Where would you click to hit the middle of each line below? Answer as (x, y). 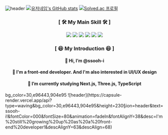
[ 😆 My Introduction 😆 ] (85, 49)
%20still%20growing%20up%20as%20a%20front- (59, 121)
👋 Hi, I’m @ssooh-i (85, 60)
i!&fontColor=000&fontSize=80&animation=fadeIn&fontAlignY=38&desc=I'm (84, 116)
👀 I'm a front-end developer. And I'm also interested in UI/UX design (85, 72)
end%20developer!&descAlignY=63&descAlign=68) (59, 127)
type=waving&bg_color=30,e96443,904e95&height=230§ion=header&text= (84, 105)
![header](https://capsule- (95, 95)
